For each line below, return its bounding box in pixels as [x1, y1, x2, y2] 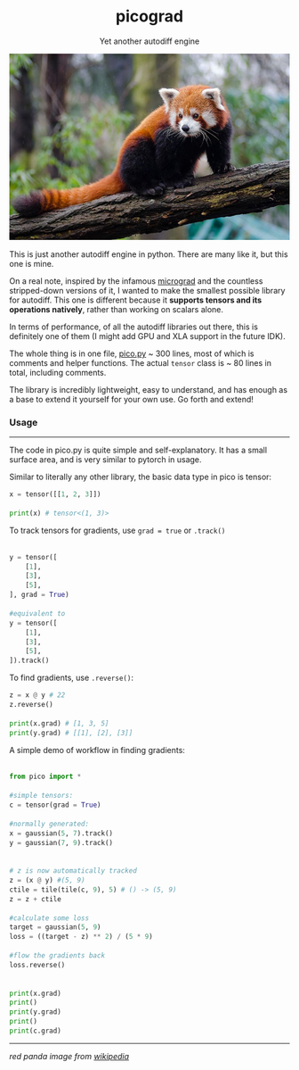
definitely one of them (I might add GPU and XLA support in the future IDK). [9, 330, 287, 341]
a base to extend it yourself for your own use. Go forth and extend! [9, 394, 254, 404]
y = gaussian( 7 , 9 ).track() [9, 838, 114, 847]
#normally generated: [9, 819, 90, 828]
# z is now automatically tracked [9, 867, 138, 875]
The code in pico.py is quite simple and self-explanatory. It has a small [9, 444, 268, 456]
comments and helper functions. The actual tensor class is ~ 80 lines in [9, 357, 272, 368]
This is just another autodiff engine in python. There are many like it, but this [9, 248, 288, 260]
